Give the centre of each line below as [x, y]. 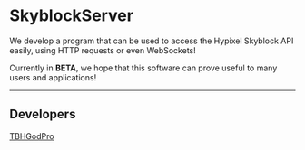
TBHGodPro [32, 136]
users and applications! [53, 77]
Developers [43, 114]
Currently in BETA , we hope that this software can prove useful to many [143, 68]
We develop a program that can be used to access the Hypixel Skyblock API [152, 41]
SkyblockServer [72, 16]
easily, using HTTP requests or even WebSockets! [103, 50]
